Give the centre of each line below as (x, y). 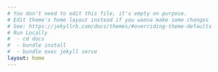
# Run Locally (28, 33)
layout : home (26, 58)
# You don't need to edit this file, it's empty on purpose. (97, 13)
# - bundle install (37, 45)
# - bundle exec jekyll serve (52, 52)
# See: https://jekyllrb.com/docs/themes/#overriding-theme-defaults (110, 26)
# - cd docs (26, 39)
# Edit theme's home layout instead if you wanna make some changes (108, 20)
